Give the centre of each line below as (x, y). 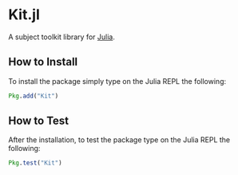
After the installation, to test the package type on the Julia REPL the (119, 140)
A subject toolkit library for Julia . (62, 37)
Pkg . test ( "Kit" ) (35, 163)
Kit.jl (24, 15)
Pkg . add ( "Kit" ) (34, 96)
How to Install (43, 62)
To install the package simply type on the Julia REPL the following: (117, 81)
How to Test (39, 121)
